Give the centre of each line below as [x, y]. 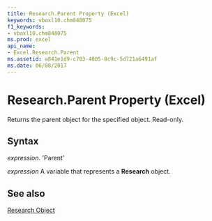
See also [26, 193]
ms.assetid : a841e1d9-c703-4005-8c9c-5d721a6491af [82, 59]
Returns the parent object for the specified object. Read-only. [96, 119]
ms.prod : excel [29, 40]
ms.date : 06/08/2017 [37, 66]
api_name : [22, 46]
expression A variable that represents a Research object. [89, 172]
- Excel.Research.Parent [43, 53]
